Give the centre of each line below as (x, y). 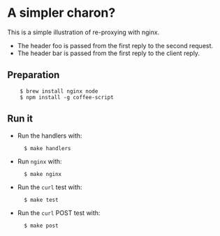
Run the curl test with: (50, 187)
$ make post (41, 226)
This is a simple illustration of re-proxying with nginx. (83, 32)
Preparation (34, 75)
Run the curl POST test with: (59, 213)
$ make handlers (47, 148)
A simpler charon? (61, 13)
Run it (20, 119)
